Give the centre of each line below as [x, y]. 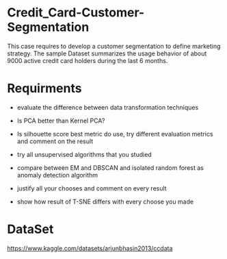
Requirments [44, 89]
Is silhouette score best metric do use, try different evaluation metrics [115, 134]
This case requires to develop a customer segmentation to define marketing [114, 46]
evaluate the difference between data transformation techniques [108, 107]
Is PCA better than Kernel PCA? [61, 121]
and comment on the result [55, 141]
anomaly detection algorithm [57, 175]
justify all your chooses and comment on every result [92, 188]
